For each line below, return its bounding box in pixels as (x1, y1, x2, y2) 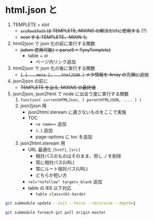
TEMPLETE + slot (12, 21, 49, 28)
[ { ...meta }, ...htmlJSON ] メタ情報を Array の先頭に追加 (20, 71, 149, 77)
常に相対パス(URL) (35, 159, 75, 165)
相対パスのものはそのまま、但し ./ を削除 (35, 153, 121, 159)
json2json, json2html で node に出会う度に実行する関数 (12, 90, 129, 97)
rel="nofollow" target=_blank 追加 (28, 178, 102, 185)
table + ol (28, 52, 48, 58)
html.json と (5, 4, 58, 16)
